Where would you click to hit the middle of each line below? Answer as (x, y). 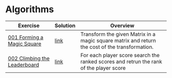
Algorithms (30, 9)
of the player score (103, 68)
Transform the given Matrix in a (118, 34)
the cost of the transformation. (117, 47)
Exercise (29, 25)
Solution (65, 25)
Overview (122, 25)
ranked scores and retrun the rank (121, 61)
